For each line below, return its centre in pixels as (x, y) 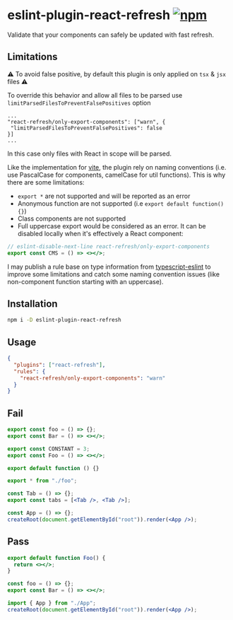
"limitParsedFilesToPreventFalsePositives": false (86, 128)
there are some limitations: (46, 182)
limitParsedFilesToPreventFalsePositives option (79, 103)
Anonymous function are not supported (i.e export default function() (121, 203)
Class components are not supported (72, 218)
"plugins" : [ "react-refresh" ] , (60, 365)
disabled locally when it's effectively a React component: (100, 233)
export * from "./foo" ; (42, 481)
